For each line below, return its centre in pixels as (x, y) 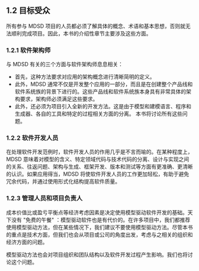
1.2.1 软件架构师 (28, 50)
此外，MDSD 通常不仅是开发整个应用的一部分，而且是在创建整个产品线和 (104, 84)
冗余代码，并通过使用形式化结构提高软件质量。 (63, 182)
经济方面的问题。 (27, 242)
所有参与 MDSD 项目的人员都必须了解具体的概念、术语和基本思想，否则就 (96, 26)
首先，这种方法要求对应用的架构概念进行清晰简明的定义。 (85, 77)
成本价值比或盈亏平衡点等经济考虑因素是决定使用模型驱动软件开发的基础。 (97, 212)
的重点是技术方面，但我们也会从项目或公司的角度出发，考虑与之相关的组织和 (99, 234)
